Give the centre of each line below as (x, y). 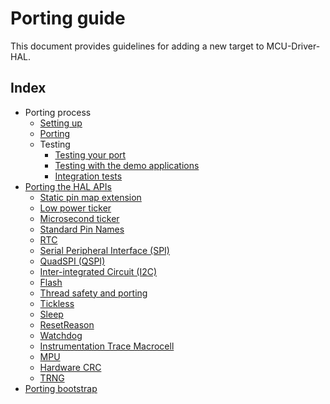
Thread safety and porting (93, 293)
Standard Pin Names (82, 229)
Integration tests (88, 176)
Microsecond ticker (79, 218)
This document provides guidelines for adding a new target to (137, 46)
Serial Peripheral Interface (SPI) (104, 250)
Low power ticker (75, 208)
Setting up (61, 123)
